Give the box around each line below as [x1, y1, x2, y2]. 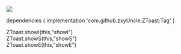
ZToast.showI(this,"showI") [6, 29, 73, 35]
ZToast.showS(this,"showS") [6, 35, 77, 42]
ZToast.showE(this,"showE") [6, 41, 77, 48]
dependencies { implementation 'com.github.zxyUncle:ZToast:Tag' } [6, 17, 176, 24]
